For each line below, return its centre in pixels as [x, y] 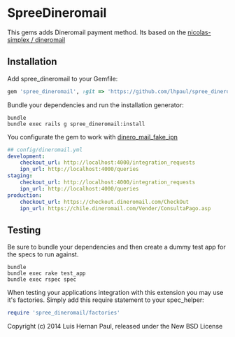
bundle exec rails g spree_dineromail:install [76, 124]
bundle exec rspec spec [42, 280]
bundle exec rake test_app [47, 274]
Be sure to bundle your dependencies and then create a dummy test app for [116, 247]
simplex [19, 39]
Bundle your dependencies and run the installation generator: [95, 105]
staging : [20, 176]
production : [24, 195]
